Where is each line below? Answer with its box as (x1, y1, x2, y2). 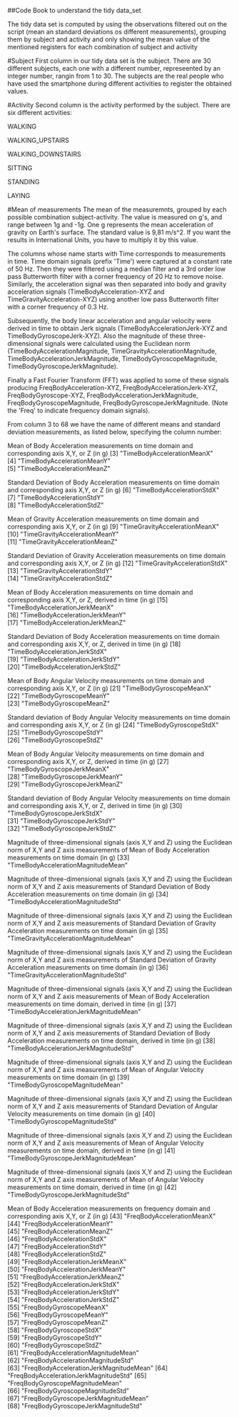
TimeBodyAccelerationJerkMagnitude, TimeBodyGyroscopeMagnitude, (7, 354, 218, 363)
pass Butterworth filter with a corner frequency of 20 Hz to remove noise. (7, 272, 223, 281)
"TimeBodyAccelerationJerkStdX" (7, 647, 108, 656)
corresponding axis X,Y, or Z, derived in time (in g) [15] (7, 596, 168, 604)
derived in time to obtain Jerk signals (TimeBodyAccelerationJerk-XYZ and (7, 324, 228, 332)
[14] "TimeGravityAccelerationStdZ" (7, 575, 113, 582)
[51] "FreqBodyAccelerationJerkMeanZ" (7, 1273, 125, 1281)
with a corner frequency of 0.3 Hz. (7, 303, 109, 311)
